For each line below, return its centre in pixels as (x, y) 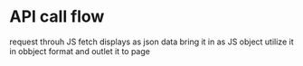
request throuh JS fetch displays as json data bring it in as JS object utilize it (151, 42)
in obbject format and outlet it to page (80, 51)
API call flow (57, 17)
